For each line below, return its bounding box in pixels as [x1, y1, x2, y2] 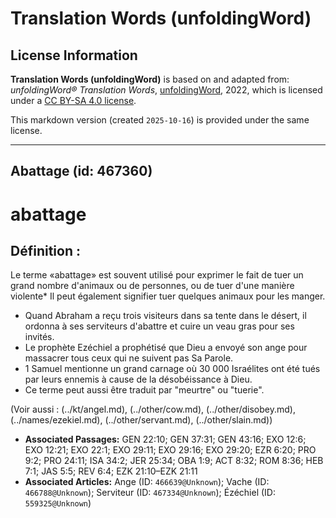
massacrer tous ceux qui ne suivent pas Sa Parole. [24, 352, 234, 364]
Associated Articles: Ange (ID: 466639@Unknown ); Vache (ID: [24, 476, 270, 488]
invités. [24, 331, 55, 343]
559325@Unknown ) [24, 497, 92, 509]
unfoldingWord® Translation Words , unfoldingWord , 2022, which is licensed [10, 84, 323, 96]
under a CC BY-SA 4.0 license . [10, 95, 137, 106]
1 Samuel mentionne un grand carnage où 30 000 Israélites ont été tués [24, 363, 321, 375]
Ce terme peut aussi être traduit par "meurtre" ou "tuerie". [24, 384, 265, 396]
